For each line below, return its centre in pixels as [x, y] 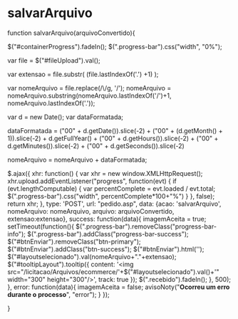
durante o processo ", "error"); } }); [59, 294]
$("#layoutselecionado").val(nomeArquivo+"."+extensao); [92, 256]
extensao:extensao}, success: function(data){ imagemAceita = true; [107, 219]
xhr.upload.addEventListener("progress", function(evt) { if [92, 181]
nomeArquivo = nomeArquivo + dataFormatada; [77, 159]
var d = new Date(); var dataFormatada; [65, 117]
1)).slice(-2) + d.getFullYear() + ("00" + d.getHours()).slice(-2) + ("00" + [113, 138]
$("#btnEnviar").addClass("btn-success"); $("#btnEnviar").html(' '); [106, 249]
